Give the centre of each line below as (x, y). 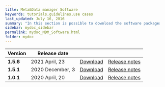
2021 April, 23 (48, 62)
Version (17, 53)
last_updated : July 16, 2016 (35, 19)
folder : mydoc (20, 37)
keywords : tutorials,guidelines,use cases (49, 14)
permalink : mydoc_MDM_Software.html (42, 32)
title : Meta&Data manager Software (41, 10)
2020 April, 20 (48, 77)
